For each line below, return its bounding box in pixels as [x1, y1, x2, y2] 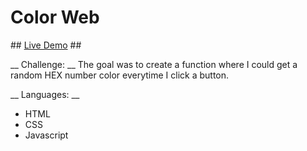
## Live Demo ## [10, 39, 82, 51]
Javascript [24, 129, 69, 141]
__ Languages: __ [10, 88, 80, 100]
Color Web [10, 6, 100, 29]
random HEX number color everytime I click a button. [10, 69, 230, 81]
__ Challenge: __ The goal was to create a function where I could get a [10, 58, 298, 70]
